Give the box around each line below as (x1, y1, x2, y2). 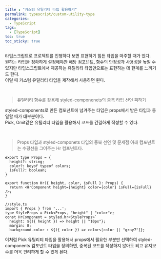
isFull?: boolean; (9, 167, 47, 173)
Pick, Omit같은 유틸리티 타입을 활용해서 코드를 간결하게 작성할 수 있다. (5, 119, 139, 125)
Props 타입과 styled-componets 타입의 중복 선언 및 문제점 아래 (17, 139, 139, 145)
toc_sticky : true (5, 39, 40, 44)
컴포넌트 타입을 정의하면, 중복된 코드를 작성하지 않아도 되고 (31, 242, 143, 248)
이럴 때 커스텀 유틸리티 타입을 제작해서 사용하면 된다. (5, 77, 105, 83)
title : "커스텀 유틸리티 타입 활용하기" (5, 7, 77, 12)
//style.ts (5, 202, 27, 207)
